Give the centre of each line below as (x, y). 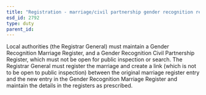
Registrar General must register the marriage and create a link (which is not (101, 66)
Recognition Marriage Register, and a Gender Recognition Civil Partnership (101, 53)
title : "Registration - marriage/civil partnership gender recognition (100, 12)
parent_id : (20, 29)
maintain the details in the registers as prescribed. (70, 86)
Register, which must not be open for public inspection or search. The (94, 59)
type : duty (20, 23)
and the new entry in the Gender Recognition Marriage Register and (92, 79)
